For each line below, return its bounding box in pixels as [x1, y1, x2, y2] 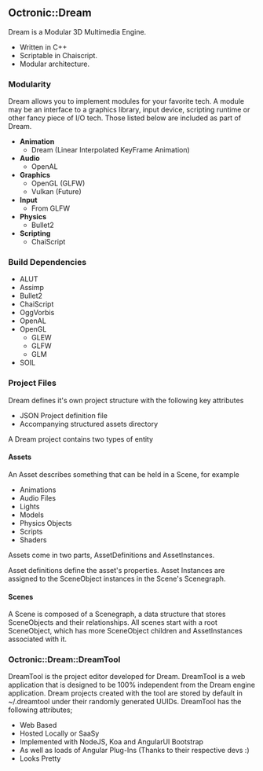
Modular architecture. [19, 59, 90, 68]
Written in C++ [19, 42, 68, 52]
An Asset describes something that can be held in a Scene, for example [8, 469, 239, 479]
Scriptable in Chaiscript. [19, 50, 98, 60]
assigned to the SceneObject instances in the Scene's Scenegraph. [8, 574, 226, 583]
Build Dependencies [8, 257, 87, 268]
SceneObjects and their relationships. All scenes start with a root [8, 618, 217, 627]
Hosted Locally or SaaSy [19, 729, 100, 738]
